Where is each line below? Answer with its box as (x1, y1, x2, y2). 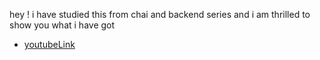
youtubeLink (23, 39, 76, 50)
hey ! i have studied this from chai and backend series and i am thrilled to (9, 9, 311, 20)
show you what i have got (9, 19, 116, 31)
